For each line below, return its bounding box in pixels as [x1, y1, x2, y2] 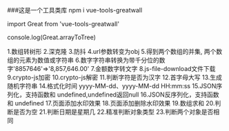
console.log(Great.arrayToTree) [7, 33, 97, 41]
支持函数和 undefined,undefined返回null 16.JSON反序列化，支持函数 [25, 90, 219, 99]
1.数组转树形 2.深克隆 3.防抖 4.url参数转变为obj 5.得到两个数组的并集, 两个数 [7, 48, 223, 55]
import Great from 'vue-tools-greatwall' [7, 20, 119, 28]
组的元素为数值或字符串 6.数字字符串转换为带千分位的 [7, 56, 160, 64]
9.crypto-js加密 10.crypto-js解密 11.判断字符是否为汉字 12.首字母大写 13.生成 [7, 73, 223, 81]
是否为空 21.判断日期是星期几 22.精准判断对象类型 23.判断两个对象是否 [12, 108, 214, 116]
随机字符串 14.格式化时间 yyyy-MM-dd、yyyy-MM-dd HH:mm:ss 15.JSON [7, 82, 217, 90]
